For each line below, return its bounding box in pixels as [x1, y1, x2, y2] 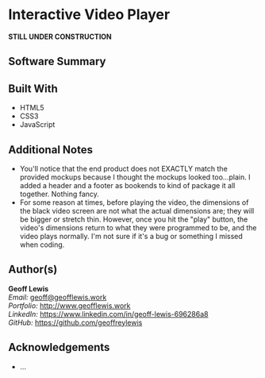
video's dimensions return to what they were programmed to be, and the [19, 222, 257, 232]
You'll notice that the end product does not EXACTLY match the [19, 164, 228, 173]
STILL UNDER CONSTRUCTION [8, 32, 113, 41]
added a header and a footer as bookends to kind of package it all [19, 180, 236, 190]
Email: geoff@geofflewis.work [8, 292, 107, 302]
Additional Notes [8, 143, 94, 156]
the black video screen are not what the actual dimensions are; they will [19, 206, 255, 215]
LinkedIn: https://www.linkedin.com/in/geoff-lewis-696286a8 [8, 309, 209, 318]
